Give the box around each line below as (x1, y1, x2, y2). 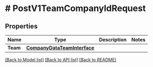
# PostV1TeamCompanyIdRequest (5, 3, 146, 14)
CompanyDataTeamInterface (26, 44, 95, 51)
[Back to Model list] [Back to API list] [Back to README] (5, 57, 117, 63)
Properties (5, 22, 38, 30)
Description (99, 37, 127, 43)
